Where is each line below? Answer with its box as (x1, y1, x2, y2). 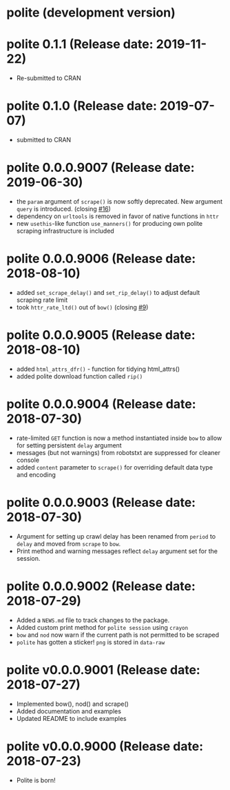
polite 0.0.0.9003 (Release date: (6, 495, 196, 510)
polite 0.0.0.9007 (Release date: (6, 160, 195, 175)
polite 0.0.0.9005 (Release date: (6, 327, 196, 343)
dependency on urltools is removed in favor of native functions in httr (16, 212, 220, 220)
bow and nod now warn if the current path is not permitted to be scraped (16, 630, 220, 639)
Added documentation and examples (16, 706, 122, 715)
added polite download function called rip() (16, 372, 143, 380)
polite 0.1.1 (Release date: (6, 37, 154, 52)
